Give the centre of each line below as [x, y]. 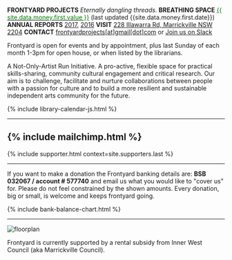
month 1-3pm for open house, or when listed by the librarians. [95, 53]
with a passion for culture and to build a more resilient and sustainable [107, 88]
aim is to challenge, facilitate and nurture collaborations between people [110, 81]
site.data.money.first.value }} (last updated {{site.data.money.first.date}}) [111, 17]
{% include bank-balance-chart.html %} [64, 209]
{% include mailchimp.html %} [75, 137]
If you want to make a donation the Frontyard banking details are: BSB [107, 174]
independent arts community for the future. [69, 95]
